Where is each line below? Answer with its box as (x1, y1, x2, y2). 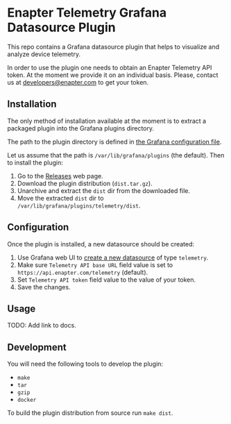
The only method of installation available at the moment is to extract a (7, 117, 207, 125)
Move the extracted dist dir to (17, 194, 104, 202)
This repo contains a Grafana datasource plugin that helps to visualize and (7, 42, 220, 51)
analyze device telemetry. (7, 50, 81, 58)
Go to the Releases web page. (17, 171, 103, 180)
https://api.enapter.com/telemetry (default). (17, 268, 148, 276)
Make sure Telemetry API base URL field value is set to (17, 260, 173, 269)
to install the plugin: (7, 158, 64, 167)
